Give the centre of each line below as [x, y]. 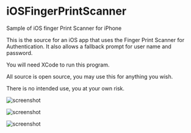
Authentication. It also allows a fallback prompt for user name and [89, 46]
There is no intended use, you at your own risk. [66, 88]
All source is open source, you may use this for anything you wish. [90, 76]
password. [20, 52]
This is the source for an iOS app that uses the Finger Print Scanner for [95, 40]
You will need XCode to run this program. [58, 65]
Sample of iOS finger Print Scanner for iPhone [64, 28]
